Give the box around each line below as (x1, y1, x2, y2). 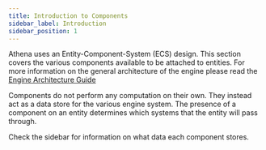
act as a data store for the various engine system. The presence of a (8, 99, 237, 109)
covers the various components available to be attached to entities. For (8, 58, 245, 67)
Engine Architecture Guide (8, 75, 96, 85)
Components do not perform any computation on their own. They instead (8, 91, 252, 101)
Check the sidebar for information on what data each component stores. (8, 132, 249, 142)
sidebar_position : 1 (8, 27, 78, 35)
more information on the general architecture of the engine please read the (8, 66, 258, 76)
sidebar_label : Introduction (8, 19, 107, 28)
